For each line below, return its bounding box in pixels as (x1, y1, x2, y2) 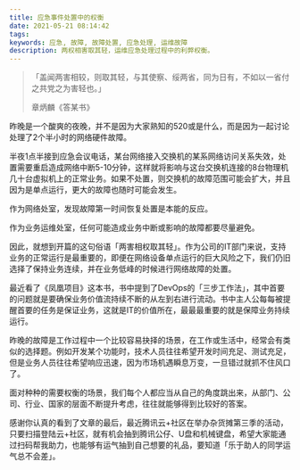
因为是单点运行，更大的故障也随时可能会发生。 (9, 185, 181, 195)
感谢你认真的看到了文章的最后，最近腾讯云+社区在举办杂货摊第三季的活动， (9, 417, 288, 428)
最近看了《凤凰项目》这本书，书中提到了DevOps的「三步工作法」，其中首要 (9, 283, 286, 293)
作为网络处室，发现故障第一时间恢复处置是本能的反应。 (9, 203, 212, 214)
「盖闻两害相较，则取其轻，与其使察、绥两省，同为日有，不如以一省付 (30, 72, 290, 83)
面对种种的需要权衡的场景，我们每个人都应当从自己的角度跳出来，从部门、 (9, 387, 283, 398)
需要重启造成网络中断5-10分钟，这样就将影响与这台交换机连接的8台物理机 (16, 162, 288, 173)
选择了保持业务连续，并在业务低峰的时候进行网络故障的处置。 (9, 264, 237, 275)
